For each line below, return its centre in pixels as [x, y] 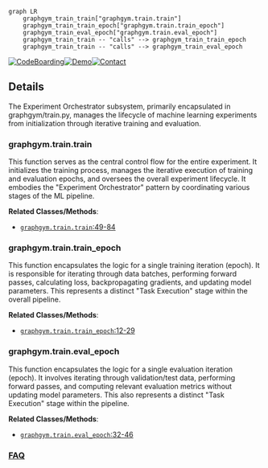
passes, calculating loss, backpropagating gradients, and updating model [130, 282]
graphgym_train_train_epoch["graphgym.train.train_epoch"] [124, 26]
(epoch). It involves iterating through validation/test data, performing [122, 377]
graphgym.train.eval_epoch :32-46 [77, 434]
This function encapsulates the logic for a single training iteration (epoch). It [134, 265]
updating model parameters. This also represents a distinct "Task [117, 395]
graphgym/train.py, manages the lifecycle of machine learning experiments [133, 115]
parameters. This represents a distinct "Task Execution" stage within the [128, 291]
